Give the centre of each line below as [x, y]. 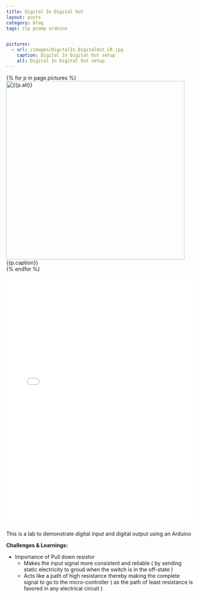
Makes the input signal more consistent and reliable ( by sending [103, 563]
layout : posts [24, 17]
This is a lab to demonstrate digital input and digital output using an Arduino [99, 534]
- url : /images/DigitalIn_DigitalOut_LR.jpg [67, 50]
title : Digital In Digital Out [45, 12]
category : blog [25, 23]
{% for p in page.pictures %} [41, 77]
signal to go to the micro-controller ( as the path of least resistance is [108, 582]
